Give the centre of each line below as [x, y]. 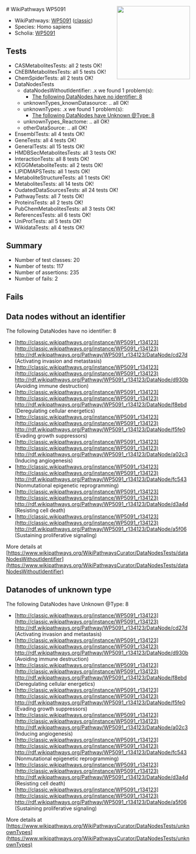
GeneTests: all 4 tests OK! [45, 140]
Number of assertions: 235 [47, 272]
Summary [24, 246]
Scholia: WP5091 [35, 33]
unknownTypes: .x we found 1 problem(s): [73, 109]
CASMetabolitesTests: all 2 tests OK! [58, 65]
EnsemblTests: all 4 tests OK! [50, 134]
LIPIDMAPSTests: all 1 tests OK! [52, 171]
